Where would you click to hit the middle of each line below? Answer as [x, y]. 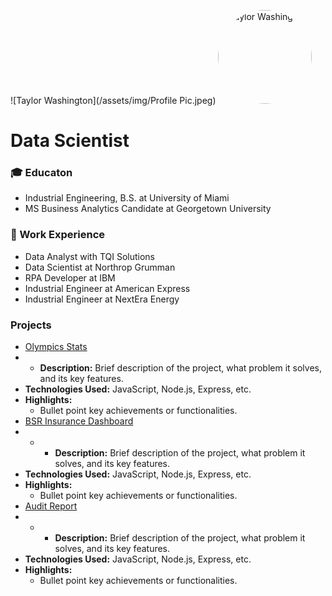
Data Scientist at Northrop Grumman [100, 267]
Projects [31, 325]
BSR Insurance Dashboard [79, 421]
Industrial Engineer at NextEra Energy [102, 299]
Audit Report [51, 506]
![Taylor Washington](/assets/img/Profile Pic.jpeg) [113, 100]
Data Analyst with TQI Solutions [89, 256]
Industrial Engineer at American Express [107, 288]
